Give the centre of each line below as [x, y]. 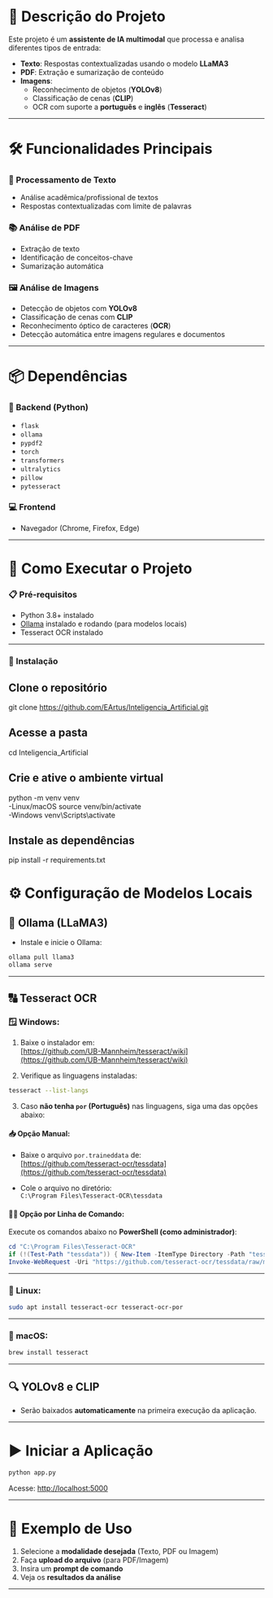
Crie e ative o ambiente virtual [86, 778]
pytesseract [40, 486]
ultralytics [40, 469]
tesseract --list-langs [49, 1090]
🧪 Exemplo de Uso [70, 1528]
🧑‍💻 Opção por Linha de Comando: [66, 1214]
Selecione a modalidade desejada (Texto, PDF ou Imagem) [119, 1551]
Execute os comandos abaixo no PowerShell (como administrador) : [123, 1232]
